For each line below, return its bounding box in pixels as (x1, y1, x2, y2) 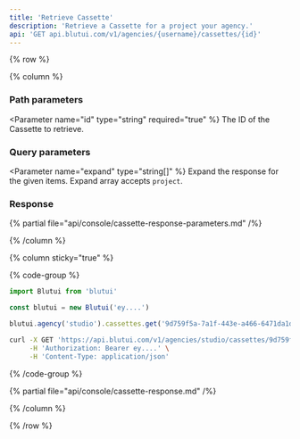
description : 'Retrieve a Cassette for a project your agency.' (9, 21, 254, 30)
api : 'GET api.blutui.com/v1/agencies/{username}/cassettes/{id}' (9, 29, 262, 38)
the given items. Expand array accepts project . (9, 175, 183, 186)
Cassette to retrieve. (9, 123, 85, 134)
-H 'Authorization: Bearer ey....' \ (29, 344, 170, 352)
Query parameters (9, 145, 91, 158)
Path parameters (9, 94, 83, 106)
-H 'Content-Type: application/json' (29, 352, 170, 361)
